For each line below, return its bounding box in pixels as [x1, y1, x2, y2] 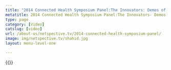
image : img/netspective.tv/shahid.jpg [5, 36, 88, 41]
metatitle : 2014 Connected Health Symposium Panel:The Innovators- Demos [5, 12, 166, 17]
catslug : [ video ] [5, 27, 42, 32]
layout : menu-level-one [5, 41, 56, 46]
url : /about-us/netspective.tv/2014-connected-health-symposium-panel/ [5, 31, 161, 36]
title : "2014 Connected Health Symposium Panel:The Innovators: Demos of [5, 7, 166, 13]
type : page [5, 17, 29, 22]
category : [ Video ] [5, 21, 45, 27]
